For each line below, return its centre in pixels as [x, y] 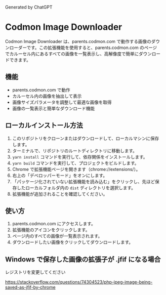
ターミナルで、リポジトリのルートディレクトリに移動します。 [75, 151]
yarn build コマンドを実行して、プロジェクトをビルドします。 [76, 163]
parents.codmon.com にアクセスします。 [54, 224]
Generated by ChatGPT [29, 7]
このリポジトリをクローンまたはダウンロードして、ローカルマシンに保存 [85, 138]
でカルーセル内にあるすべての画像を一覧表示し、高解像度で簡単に [72, 53]
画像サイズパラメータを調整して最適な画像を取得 [62, 102]
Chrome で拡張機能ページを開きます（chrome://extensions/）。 [76, 169]
